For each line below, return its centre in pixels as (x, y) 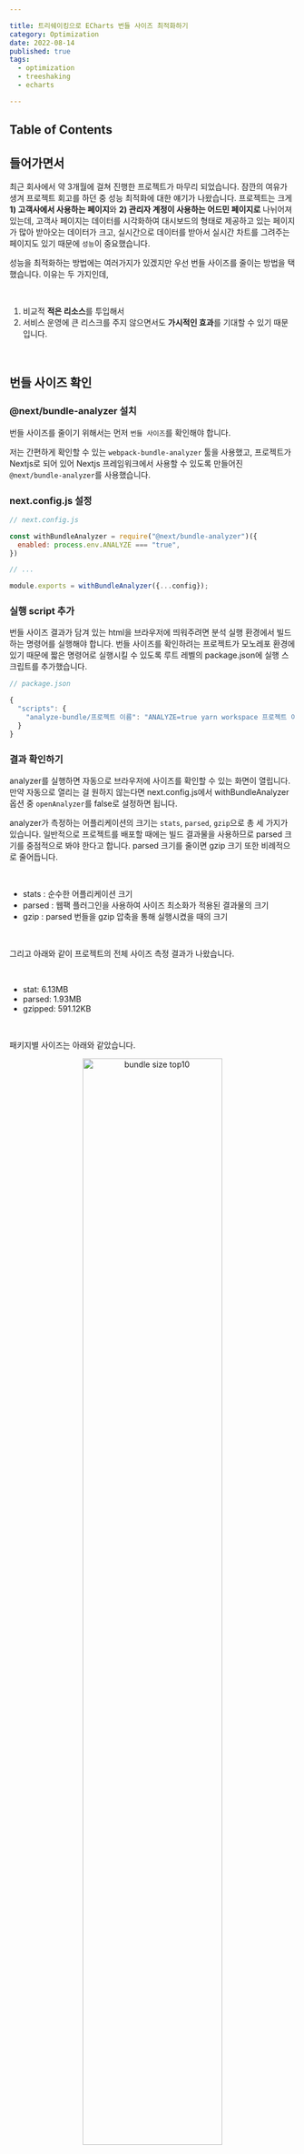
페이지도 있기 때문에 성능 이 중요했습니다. (80, 243)
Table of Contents (61, 130)
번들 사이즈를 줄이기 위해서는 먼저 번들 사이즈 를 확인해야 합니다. (120, 432)
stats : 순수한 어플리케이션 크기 (78, 894)
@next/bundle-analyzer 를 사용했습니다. (80, 475)
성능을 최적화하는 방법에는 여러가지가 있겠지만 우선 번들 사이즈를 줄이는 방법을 (147, 262)
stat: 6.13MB (45, 990)
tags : (20, 60)
